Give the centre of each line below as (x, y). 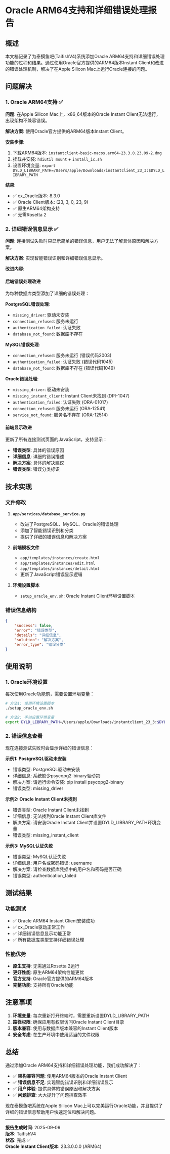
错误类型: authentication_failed (45, 875)
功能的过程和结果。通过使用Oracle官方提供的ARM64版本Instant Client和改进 (85, 63)
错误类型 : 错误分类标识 (36, 469)
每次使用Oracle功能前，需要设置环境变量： (50, 694)
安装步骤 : (15, 142)
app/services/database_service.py (49, 514)
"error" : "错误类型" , (36, 631)
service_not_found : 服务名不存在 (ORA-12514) (60, 415)
